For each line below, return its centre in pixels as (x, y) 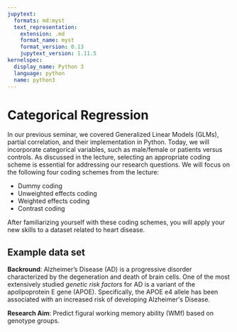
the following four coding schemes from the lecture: (83, 172)
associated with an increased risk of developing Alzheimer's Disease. (109, 299)
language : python (39, 73)
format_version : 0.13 (52, 47)
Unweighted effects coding (57, 194)
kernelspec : (25, 60)
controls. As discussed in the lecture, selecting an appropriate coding (109, 157)
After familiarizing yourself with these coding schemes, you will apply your (116, 222)
